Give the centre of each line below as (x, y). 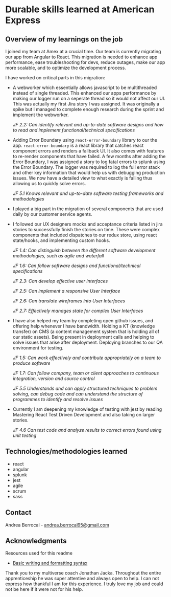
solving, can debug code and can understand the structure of (78, 394)
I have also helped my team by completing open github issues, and (83, 320)
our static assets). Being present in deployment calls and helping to (83, 337)
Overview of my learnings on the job (64, 39)
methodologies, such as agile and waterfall (58, 256)
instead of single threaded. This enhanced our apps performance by (84, 93)
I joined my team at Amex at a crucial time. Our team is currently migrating (83, 51)
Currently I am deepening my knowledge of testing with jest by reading (87, 409)
